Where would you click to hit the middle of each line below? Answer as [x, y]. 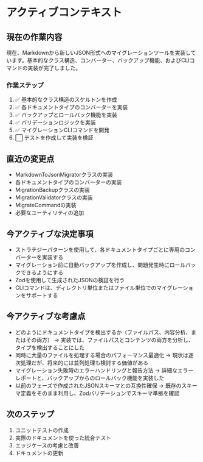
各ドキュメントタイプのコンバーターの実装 [68, 182]
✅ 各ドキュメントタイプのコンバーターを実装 [71, 107]
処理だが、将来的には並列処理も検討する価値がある [84, 363]
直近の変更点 [30, 159]
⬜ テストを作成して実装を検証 [54, 138]
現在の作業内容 [34, 37]
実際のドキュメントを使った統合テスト [63, 438]
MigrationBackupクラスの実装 [52, 190]
